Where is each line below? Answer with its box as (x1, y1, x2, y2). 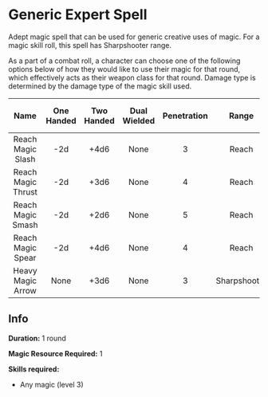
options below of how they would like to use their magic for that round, (8, 64, 241, 73)
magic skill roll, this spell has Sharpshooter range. (8, 40, 171, 49)
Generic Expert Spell (8, 6, 148, 24)
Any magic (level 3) (19, 379, 84, 389)
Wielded (122, 115, 156, 126)
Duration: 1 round (8, 333, 66, 343)
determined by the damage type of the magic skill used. (8, 81, 192, 91)
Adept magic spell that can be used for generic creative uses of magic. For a (8, 32, 260, 41)
